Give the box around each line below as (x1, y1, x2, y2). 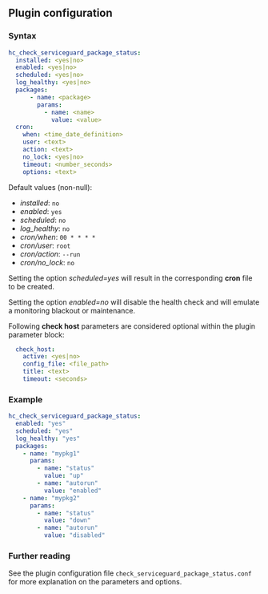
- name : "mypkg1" (22, 449, 81, 458)
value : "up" (43, 472, 84, 480)
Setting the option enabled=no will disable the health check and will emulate (8, 297, 260, 307)
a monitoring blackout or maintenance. (8, 305, 136, 315)
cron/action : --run (19, 249, 81, 259)
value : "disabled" (43, 531, 106, 539)
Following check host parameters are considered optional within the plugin (8, 321, 256, 331)
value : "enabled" (43, 487, 102, 495)
